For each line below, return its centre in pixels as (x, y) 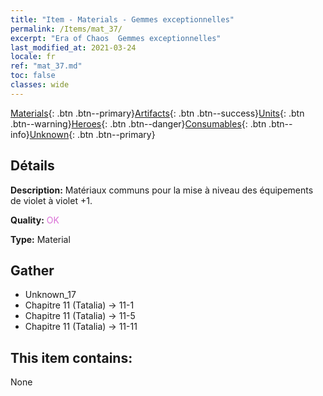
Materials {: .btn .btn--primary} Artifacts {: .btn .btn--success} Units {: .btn (157, 113)
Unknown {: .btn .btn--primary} (92, 134)
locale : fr (33, 57)
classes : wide (40, 85)
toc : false (33, 76)
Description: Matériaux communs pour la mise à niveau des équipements (162, 190)
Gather (32, 270)
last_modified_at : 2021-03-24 (73, 47)
